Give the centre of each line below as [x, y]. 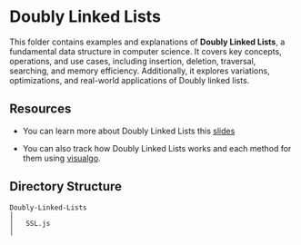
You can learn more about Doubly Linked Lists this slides [129, 131]
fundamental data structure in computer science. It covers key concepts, [145, 51]
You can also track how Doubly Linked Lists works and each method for [157, 148]
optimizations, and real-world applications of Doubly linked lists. [130, 80]
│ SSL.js [30, 223]
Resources [40, 109]
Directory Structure [66, 186]
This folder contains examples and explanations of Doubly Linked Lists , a [147, 42]
